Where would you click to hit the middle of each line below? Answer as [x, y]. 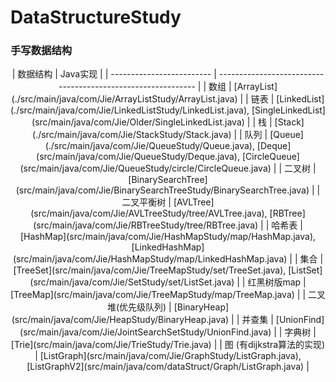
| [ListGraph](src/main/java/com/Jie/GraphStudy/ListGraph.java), [168, 356]
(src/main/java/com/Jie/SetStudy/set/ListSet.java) [132, 282]
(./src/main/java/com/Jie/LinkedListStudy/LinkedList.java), [130, 110]
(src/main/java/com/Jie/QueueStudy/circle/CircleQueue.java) [145, 168]
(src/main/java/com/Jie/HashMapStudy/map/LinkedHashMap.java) [150, 259]
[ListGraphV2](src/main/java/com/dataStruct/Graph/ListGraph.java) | [168, 367]
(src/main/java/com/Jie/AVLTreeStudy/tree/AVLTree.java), [149, 213]
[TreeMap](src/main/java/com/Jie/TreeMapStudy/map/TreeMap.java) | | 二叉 [168, 295]
